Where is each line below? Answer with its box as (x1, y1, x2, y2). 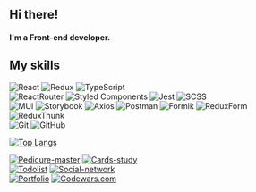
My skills (9, 58, 61, 73)
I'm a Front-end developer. (9, 31, 110, 43)
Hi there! (9, 7, 59, 22)
